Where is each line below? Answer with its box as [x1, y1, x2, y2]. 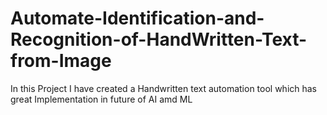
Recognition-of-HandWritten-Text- [10, 28, 308, 51]
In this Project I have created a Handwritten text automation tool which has [10, 82, 318, 94]
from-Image [10, 50, 112, 72]
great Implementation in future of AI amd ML [10, 93, 193, 105]
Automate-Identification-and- [10, 7, 265, 30]
